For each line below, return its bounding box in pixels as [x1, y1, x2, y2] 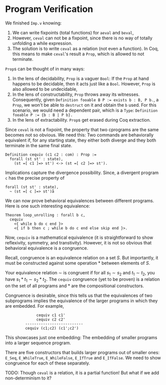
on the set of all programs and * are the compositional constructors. [5, 283, 144, 289]
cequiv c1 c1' [36, 313, 66, 318]
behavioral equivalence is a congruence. [5, 245, 88, 251]
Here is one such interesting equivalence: [5, 203, 90, 209]
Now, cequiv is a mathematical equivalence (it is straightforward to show [5, 234, 153, 240]
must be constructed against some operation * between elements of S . [5, 260, 151, 266]
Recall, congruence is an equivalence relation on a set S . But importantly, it [5, 254, 159, 260]
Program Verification [5, 3, 93, 15]
